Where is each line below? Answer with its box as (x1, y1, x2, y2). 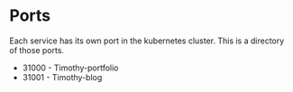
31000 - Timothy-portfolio (22, 62, 119, 73)
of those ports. (9, 44, 65, 55)
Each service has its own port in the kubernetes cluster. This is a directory (9, 35, 285, 46)
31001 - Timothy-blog (22, 71, 103, 82)
